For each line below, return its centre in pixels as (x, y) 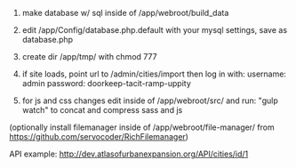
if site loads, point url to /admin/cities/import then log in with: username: (154, 74)
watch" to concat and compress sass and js (102, 110)
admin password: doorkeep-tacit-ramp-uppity (106, 83)
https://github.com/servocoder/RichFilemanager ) (99, 136)
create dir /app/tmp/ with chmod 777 (89, 56)
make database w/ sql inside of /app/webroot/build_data (125, 13)
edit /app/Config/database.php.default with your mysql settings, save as (154, 30)
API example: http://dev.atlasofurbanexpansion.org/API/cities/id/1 (129, 154)
